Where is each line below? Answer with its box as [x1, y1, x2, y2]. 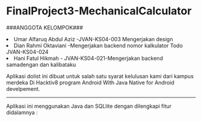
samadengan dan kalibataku [6, 61, 76, 68]
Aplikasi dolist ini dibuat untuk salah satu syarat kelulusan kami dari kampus [6, 72, 194, 80]
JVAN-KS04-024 [6, 48, 49, 55]
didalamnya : [6, 109, 38, 116]
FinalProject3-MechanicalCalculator [6, 4, 192, 18]
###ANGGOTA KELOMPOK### [6, 24, 83, 31]
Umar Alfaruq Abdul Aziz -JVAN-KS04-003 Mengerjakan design [14, 35, 173, 42]
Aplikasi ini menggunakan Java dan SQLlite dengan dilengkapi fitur [6, 102, 172, 109]
